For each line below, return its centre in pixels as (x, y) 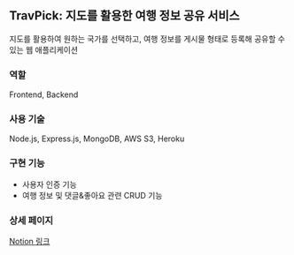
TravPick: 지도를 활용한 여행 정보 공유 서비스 (125, 16)
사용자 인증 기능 (49, 184)
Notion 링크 (30, 241)
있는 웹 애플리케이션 (43, 49)
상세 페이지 (31, 221)
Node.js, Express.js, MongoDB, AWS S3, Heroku (97, 139)
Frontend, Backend (44, 94)
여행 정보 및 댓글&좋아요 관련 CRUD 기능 (92, 195)
